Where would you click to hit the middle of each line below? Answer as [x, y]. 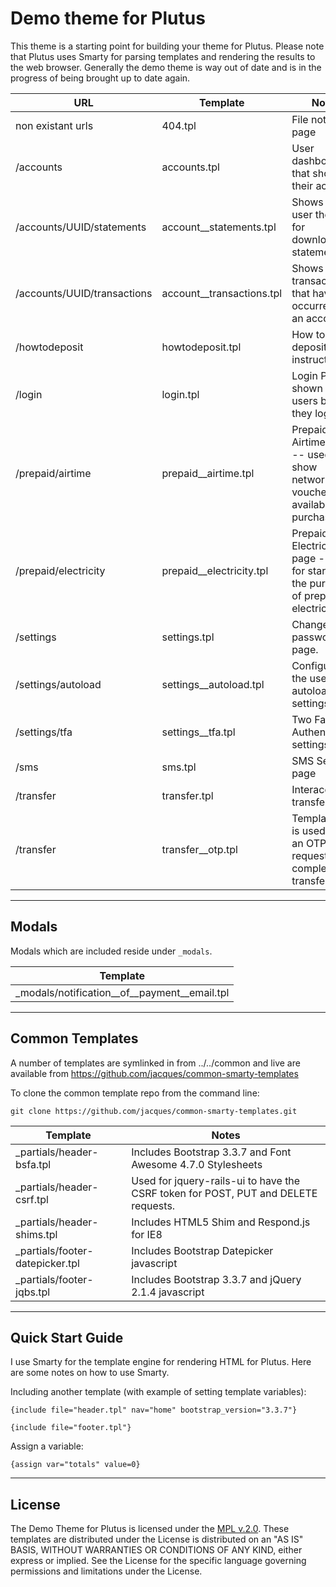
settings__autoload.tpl [213, 684]
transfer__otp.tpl [199, 849]
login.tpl [180, 394]
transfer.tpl [187, 795]
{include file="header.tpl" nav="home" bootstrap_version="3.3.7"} [154, 1410]
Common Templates [74, 1038]
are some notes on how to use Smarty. [90, 1373]
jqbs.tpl [33, 1292]
